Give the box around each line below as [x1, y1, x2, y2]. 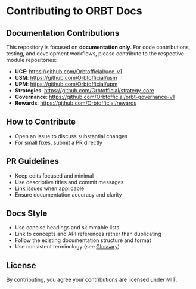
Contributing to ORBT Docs [6, 4, 142, 18]
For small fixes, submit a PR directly [14, 139, 102, 146]
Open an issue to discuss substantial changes [14, 132, 128, 139]
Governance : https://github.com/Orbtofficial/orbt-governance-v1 [14, 94, 175, 100]
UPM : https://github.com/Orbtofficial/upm [14, 80, 118, 88]
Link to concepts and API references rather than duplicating [14, 231, 162, 238]
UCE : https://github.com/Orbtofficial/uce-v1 [14, 68, 122, 75]
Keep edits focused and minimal [14, 172, 94, 179]
